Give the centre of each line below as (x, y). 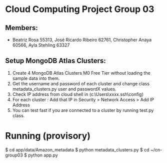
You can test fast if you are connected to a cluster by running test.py (83, 110)
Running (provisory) (48, 136)
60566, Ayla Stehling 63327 (41, 45)
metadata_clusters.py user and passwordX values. (64, 89)
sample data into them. (36, 78)
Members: (22, 28)
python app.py (43, 155)
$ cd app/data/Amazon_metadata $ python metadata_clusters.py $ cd (77, 149)
